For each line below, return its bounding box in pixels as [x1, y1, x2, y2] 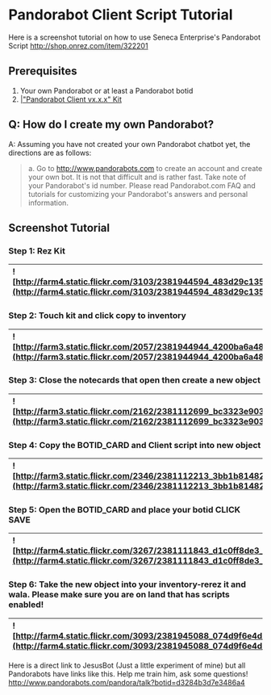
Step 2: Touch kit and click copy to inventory [8, 310, 187, 321]
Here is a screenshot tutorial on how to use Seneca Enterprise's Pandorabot [8, 32, 261, 42]
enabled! [8, 599, 44, 610]
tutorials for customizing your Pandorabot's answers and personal [27, 189, 248, 199]
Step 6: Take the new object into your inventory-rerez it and [8, 579, 247, 590]
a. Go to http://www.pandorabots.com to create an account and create [27, 163, 263, 173]
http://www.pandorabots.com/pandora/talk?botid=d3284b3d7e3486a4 [8, 677, 246, 687]
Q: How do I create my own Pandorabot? [8, 118, 215, 132]
